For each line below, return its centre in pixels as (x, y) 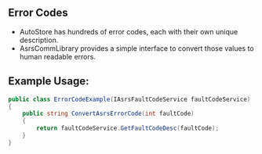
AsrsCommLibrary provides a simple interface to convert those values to (136, 48)
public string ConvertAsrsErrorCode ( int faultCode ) (108, 114)
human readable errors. (58, 56)
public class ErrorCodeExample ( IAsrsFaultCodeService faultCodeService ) (129, 99)
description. (39, 40)
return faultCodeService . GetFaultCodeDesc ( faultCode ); (128, 128)
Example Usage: (49, 81)
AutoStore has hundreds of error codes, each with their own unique (129, 31)
